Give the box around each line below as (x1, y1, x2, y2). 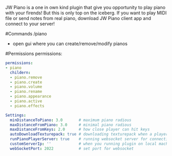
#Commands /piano (5, 31, 47, 36)
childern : (10, 70, 31, 75)
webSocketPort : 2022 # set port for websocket (10, 146, 134, 151)
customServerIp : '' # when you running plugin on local (10, 141, 157, 146)
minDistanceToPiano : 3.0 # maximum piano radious (10, 118, 132, 123)
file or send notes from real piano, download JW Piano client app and (5, 15, 152, 21)
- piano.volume (10, 84, 42, 89)
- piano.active (10, 99, 42, 104)
